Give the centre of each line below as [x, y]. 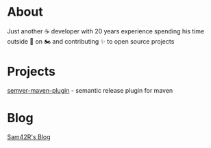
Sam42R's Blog [29, 136]
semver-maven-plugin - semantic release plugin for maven [90, 90]
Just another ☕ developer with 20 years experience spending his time [106, 31]
